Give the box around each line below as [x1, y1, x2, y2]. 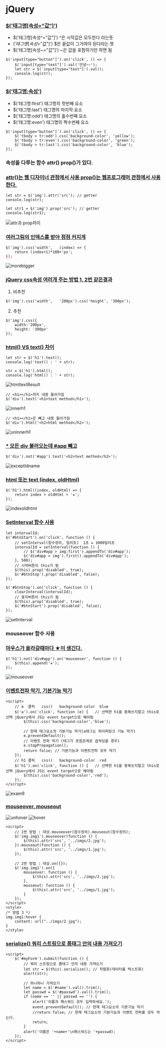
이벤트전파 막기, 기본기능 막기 [5, 687, 72, 694]
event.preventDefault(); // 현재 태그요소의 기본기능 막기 [32, 1004, 144, 1009]
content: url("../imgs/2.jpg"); [14, 919, 82, 924]
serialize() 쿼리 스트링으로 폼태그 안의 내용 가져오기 [5, 940, 123, 947]
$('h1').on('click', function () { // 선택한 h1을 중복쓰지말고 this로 [14, 763, 160, 768]
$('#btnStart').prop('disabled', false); [14, 603, 102, 608]
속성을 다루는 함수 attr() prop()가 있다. [5, 159, 93, 166]
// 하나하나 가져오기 [23, 980, 60, 986]
